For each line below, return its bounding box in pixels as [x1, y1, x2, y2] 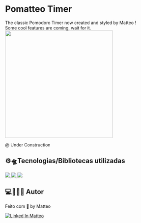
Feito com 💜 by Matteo [5, 203, 51, 209]
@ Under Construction [5, 141, 51, 148]
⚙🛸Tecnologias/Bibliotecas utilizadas [5, 157, 125, 165]
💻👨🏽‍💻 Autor [5, 188, 44, 196]
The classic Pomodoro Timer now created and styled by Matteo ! [5, 20, 137, 26]
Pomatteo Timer [5, 3, 72, 15]
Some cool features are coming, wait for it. [5, 25, 91, 30]
